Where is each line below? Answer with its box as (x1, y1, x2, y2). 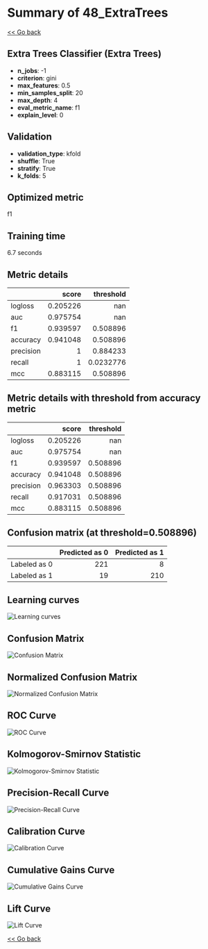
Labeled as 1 (10, 570, 53, 580)
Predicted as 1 (114, 547, 164, 557)
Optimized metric (7, 191, 85, 203)
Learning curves (7, 594, 80, 606)
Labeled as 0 (10, 559, 53, 569)
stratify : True (17, 164, 56, 172)
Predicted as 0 (59, 547, 109, 557)
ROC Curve (7, 710, 57, 722)
